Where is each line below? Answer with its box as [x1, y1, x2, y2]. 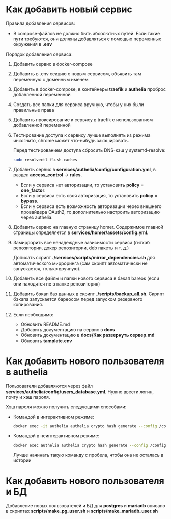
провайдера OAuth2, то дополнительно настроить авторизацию [20, 209, 160, 215]
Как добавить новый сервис [6, 4, 133, 15]
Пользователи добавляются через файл [6, 383, 93, 389]
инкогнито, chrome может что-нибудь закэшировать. [13, 137, 129, 143]
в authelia [6, 366, 48, 378]
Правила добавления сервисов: [6, 20, 75, 27]
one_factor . [20, 187, 46, 193]
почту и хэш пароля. [6, 394, 50, 400]
